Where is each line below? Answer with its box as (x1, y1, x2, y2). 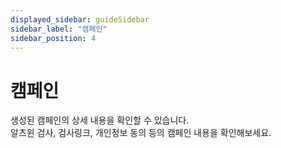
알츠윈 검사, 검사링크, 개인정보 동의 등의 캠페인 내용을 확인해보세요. (10, 127, 272, 139)
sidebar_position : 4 (10, 33, 97, 43)
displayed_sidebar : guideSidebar (10, 14, 150, 25)
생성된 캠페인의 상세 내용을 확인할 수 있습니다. (10, 114, 190, 126)
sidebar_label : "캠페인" (10, 24, 108, 34)
